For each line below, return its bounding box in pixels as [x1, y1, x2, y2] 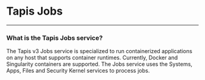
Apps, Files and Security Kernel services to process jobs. [6, 67, 150, 75]
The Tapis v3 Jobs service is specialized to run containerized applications [6, 48, 193, 55]
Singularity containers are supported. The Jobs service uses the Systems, [6, 60, 193, 68]
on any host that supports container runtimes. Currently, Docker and [6, 54, 178, 62]
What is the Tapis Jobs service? [6, 34, 103, 42]
